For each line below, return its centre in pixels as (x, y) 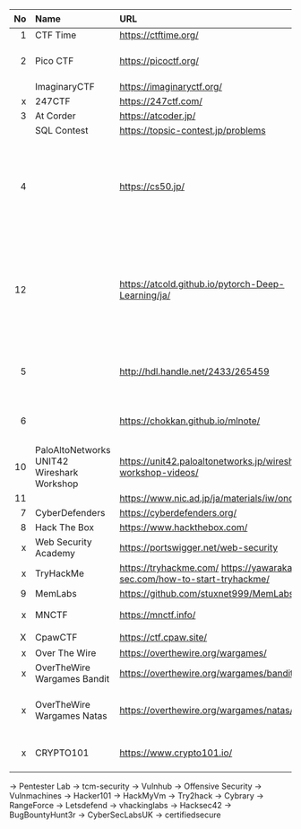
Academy (56, 553)
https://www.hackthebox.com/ (184, 527)
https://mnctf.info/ (158, 615)
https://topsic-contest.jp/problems (193, 131)
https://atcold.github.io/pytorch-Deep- (202, 284)
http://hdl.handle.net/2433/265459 (195, 371)
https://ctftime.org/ (159, 35)
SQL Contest (62, 131)
